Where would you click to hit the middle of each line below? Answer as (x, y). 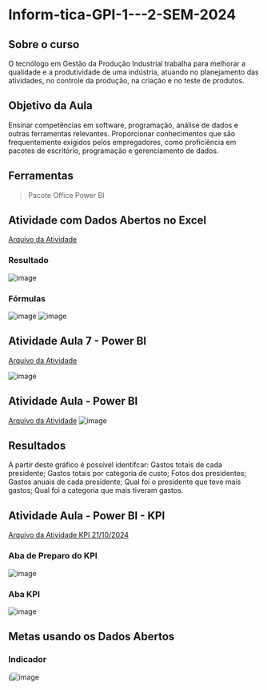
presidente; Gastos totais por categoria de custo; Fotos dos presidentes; (128, 474)
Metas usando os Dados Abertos (92, 637)
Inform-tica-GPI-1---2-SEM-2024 (122, 15)
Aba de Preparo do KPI (53, 556)
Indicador (27, 660)
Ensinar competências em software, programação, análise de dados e (123, 125)
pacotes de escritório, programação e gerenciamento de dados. (114, 151)
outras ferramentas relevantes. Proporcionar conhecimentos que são (122, 133)
